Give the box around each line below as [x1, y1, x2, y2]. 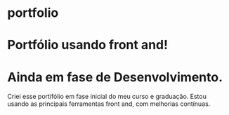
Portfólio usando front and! [7, 37, 169, 53]
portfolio [7, 5, 59, 21]
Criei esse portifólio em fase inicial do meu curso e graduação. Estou [7, 93, 207, 101]
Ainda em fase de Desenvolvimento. [7, 69, 223, 85]
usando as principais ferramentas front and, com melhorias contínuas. [7, 100, 211, 108]
